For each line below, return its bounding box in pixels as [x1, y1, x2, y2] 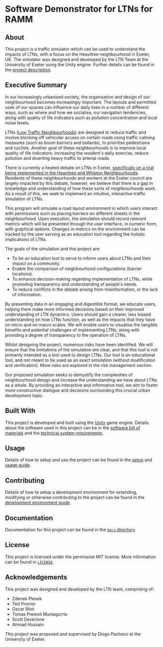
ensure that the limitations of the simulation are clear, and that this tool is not [5, 346, 158, 352]
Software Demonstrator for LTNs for [5, 3, 153, 15]
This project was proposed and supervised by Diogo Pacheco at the [5, 631, 141, 637]
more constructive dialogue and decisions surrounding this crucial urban [5, 387, 150, 393]
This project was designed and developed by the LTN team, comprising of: [5, 586, 154, 592]
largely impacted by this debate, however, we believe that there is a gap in [5, 180, 153, 186]
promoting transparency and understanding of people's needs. [12, 281, 138, 287]
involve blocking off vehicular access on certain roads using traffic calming [5, 134, 155, 140]
